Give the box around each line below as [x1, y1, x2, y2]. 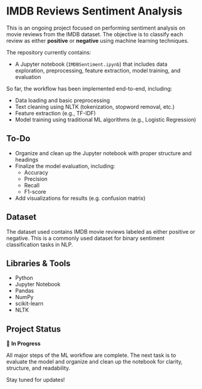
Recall [24, 181, 40, 188]
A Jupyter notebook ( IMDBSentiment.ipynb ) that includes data [15, 60, 168, 68]
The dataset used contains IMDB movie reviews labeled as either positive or [6, 228, 195, 235]
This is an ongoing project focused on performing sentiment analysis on [6, 24, 186, 31]
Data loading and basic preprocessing [15, 97, 110, 104]
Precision [24, 175, 48, 182]
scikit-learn [15, 300, 44, 307]
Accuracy [24, 169, 48, 176]
